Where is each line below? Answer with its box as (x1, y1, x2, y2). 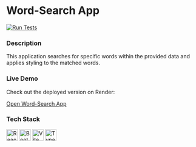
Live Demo (6, 74, 38, 83)
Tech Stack (6, 115, 41, 123)
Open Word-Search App (6, 100, 67, 107)
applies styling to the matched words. (6, 59, 100, 67)
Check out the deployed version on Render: (6, 88, 115, 95)
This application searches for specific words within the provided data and (6, 53, 190, 60)
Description (6, 39, 42, 47)
